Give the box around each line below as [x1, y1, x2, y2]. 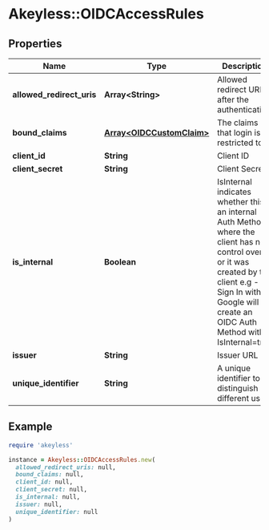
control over [217, 246, 263, 257]
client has [217, 237, 254, 247]
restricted [217, 137, 254, 148]
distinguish [217, 382, 259, 394]
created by [217, 266, 258, 277]
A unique [217, 362, 251, 374]
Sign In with [217, 286, 262, 297]
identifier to [217, 373, 260, 383]
